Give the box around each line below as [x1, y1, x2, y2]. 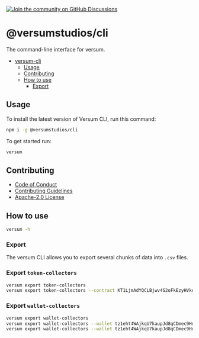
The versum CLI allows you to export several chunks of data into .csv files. [6, 254, 188, 261]
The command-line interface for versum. [6, 46, 105, 53]
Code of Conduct [14, 181, 57, 188]
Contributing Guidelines [14, 187, 73, 195]
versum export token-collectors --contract [6, 288, 115, 294]
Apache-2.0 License [14, 194, 65, 201]
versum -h [6, 227, 31, 233]
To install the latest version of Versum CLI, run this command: [6, 115, 156, 123]
